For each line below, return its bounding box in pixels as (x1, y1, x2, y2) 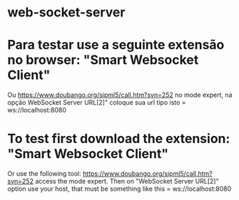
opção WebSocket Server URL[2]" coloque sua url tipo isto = (7, 98, 187, 107)
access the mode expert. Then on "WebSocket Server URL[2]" (35, 177, 219, 186)
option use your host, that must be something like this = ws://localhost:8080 (7, 184, 232, 193)
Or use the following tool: (7, 169, 82, 178)
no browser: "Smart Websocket (7, 52, 199, 68)
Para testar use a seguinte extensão (7, 37, 225, 53)
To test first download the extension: (7, 131, 230, 147)
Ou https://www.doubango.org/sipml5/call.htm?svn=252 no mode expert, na (7, 90, 233, 100)
